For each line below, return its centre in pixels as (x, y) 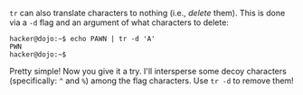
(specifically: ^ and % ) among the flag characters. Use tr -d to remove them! (151, 81)
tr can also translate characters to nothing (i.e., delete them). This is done (147, 13)
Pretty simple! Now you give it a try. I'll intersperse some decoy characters (148, 71)
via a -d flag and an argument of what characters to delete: (119, 22)
